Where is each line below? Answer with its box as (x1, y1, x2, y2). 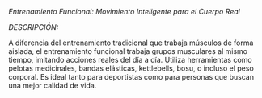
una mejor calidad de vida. (8, 80, 97, 90)
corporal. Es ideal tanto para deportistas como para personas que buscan (8, 72, 255, 81)
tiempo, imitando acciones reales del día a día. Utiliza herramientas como (8, 55, 252, 64)
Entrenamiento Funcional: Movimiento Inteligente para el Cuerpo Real (8, 7, 240, 16)
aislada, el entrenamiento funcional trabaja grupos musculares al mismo (8, 47, 248, 55)
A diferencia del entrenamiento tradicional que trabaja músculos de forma (8, 38, 254, 47)
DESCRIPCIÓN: (8, 22, 59, 31)
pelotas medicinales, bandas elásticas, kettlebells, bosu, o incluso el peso (8, 63, 255, 73)
